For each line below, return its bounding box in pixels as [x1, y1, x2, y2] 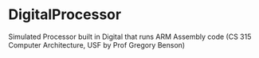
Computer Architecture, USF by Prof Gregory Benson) [8, 40, 186, 49]
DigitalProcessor [8, 6, 122, 24]
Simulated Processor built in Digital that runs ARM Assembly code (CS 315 [8, 32, 252, 41]
